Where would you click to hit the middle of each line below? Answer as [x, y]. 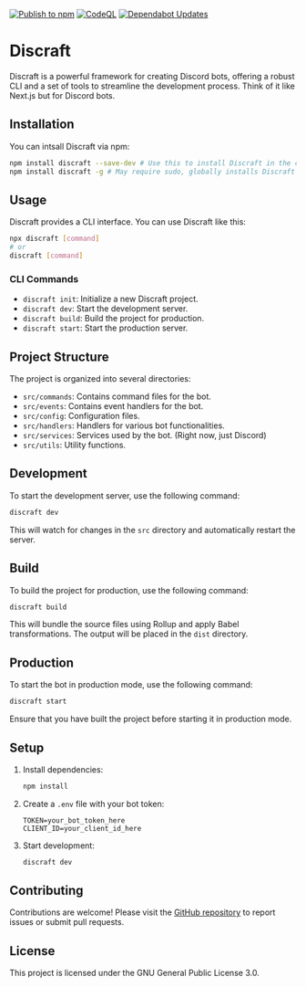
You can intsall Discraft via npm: [70, 146]
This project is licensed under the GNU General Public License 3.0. [134, 973]
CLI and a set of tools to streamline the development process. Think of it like [153, 86]
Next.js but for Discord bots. [62, 95]
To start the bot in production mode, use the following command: [131, 685]
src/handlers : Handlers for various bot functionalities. [123, 425]
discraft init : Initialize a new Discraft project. [110, 299]
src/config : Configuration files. [81, 416]
